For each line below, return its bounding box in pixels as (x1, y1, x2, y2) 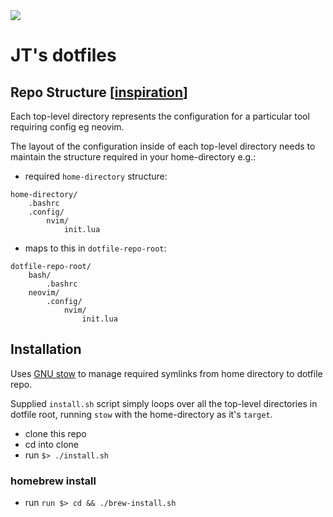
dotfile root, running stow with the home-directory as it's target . (10, 408, 273, 420)
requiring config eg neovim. (10, 121, 125, 133)
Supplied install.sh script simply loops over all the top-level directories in (10, 397, 318, 409)
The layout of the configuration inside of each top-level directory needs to (10, 140, 316, 152)
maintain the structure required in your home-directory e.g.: (10, 151, 257, 163)
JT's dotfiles (10, 44, 117, 67)
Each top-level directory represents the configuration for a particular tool (10, 110, 310, 122)
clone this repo (24, 427, 87, 439)
